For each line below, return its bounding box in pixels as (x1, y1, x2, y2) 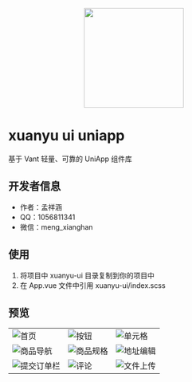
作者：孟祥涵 (19, 202, 62, 211)
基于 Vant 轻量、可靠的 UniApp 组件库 (8, 154, 133, 163)
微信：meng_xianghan (19, 222, 93, 231)
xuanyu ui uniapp (8, 127, 125, 145)
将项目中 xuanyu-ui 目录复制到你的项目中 (19, 270, 155, 280)
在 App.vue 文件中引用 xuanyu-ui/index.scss (19, 280, 166, 290)
